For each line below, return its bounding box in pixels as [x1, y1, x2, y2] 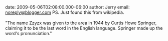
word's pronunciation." [5, 31, 52, 36]
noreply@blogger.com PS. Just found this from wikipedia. [5, 9, 124, 15]
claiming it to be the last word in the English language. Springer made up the [5, 25, 163, 31]
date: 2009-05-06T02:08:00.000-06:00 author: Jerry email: [5, 4, 130, 10]
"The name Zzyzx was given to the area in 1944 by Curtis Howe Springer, [5, 20, 157, 26]
